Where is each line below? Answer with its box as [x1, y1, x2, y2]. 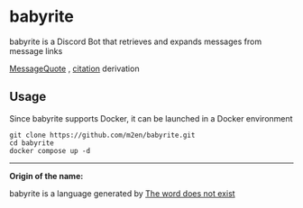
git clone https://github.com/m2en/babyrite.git [9, 131, 196, 140]
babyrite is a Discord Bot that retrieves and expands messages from [9, 36, 262, 47]
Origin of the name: [9, 170, 84, 181]
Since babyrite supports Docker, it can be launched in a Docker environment [9, 113, 293, 123]
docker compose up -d [9, 146, 91, 155]
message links [9, 45, 63, 56]
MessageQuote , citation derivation [9, 63, 140, 74]
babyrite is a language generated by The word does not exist [9, 187, 236, 199]
